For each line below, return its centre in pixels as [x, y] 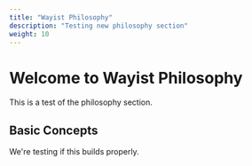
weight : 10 [29, 34]
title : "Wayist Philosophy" [61, 17]
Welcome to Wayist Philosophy [126, 78]
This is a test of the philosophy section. [81, 102]
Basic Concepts [54, 130]
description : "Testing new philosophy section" [99, 26]
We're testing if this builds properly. [74, 152]
